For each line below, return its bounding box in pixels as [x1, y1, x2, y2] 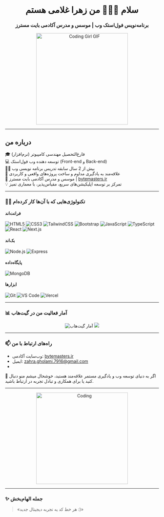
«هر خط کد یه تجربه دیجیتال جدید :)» [17, 506, 84, 512]
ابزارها [5, 282, 17, 288]
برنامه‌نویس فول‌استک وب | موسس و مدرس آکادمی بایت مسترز [15, 22, 149, 29]
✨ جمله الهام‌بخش [5, 495, 43, 502]
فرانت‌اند [5, 210, 21, 216]
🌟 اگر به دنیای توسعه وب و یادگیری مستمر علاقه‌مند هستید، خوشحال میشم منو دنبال [5, 373, 156, 379]
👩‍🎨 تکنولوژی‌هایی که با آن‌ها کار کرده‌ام [5, 198, 85, 205]
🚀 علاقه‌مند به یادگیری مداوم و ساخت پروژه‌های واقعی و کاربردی [5, 171, 121, 177]
